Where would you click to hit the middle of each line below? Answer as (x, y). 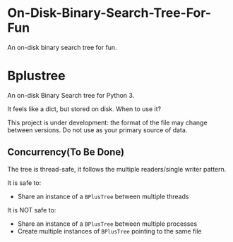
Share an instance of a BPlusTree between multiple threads (103, 196)
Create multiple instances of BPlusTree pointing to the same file (110, 231)
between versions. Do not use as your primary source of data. (97, 130)
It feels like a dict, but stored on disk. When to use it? (84, 109)
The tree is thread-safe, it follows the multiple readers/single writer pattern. (117, 169)
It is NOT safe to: (32, 210)
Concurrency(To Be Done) (66, 152)
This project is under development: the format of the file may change (107, 122)
